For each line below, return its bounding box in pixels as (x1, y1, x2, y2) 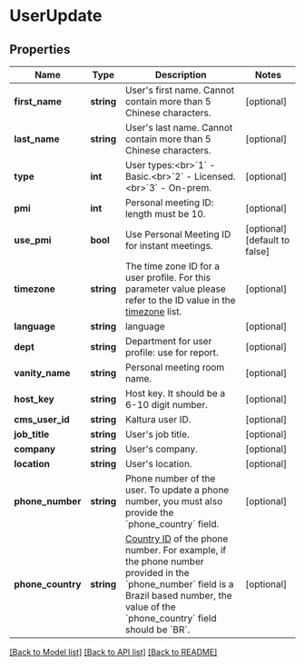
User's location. (125, 458, 192, 470)
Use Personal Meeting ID (125, 228, 231, 241)
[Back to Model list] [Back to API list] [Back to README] (9, 647, 218, 657)
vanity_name (14, 367, 71, 379)
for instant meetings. (125, 240, 213, 252)
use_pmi (14, 234, 52, 246)
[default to (244, 234, 290, 246)
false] (244, 245, 271, 257)
